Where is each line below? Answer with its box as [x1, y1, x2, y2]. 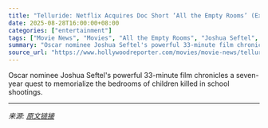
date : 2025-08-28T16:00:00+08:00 [8, 19, 120, 27]
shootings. [8, 87, 43, 96]
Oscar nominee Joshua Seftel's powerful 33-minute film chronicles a [8, 71, 235, 80]
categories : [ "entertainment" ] [8, 26, 112, 34]
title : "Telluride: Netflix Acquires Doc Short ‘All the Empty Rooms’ [8, 11, 248, 20]
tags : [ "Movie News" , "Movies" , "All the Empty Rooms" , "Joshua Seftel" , [8, 33, 259, 42]
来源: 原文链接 [8, 111, 54, 120]
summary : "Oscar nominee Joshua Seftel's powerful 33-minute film [8, 41, 234, 49]
